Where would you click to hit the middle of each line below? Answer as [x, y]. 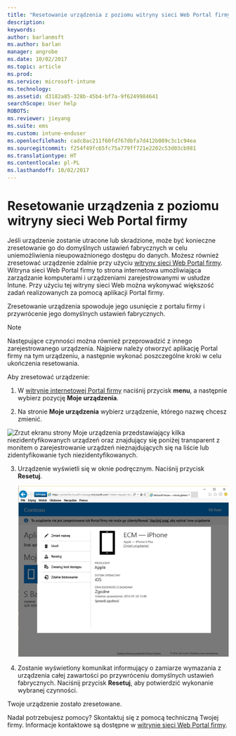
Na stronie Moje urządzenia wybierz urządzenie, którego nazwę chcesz [122, 412]
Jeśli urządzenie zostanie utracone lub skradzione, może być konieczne [112, 240]
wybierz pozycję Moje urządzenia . [68, 397]
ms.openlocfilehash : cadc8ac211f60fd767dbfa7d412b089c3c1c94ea [102, 140]
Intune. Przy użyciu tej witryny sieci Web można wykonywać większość [111, 285]
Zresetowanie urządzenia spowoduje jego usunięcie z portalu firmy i [106, 306]
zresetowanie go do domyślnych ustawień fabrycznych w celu [98, 248]
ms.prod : [20, 74]
